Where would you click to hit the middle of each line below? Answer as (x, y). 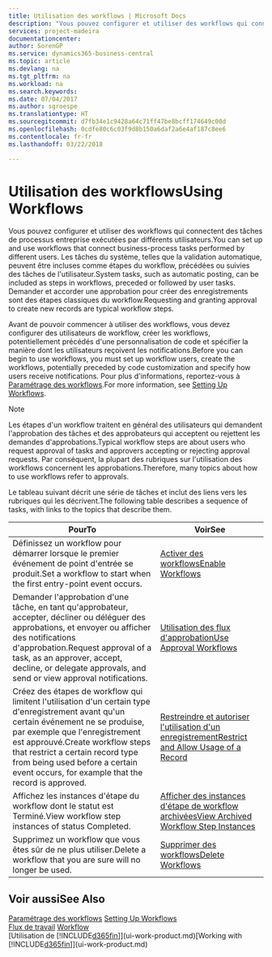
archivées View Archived (206, 817)
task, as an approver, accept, (68, 658)
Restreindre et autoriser (205, 717)
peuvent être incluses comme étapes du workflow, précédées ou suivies (129, 265)
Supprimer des (188, 845)
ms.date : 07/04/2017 (43, 99)
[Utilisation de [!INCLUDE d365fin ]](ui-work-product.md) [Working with (125, 936)
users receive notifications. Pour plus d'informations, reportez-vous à (124, 376)
